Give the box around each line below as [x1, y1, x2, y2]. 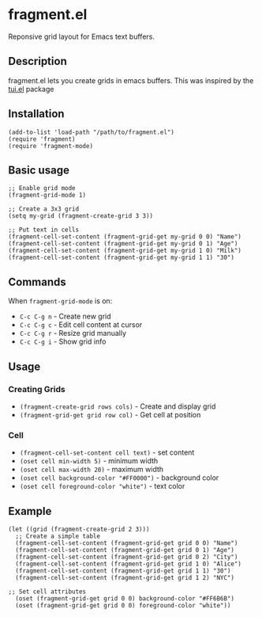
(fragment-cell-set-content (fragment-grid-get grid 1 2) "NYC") [15, 573, 235, 581]
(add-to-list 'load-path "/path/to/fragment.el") [8, 128, 175, 136]
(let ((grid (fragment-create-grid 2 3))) [8, 525, 150, 533]
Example [8, 505, 52, 518]
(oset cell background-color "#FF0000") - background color [19, 473, 219, 482]
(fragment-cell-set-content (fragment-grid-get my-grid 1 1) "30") [8, 253, 235, 262]
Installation [8, 107, 65, 120]
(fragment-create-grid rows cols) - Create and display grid [19, 402, 216, 411]
